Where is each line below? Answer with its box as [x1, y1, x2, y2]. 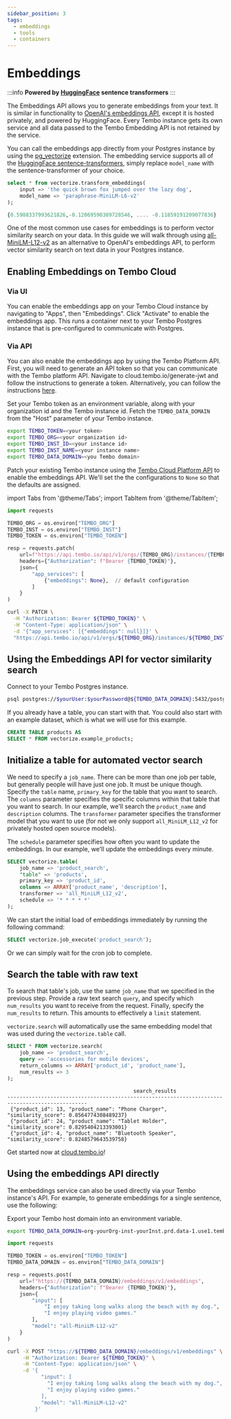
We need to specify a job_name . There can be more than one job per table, [7, 773, 217, 781]
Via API [7, 341, 32, 351]
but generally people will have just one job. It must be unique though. [7, 780, 203, 788]
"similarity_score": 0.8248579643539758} [7, 1135, 128, 1142]
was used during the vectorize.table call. [7, 1029, 126, 1038]
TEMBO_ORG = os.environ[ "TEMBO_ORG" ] [7, 519, 115, 526]
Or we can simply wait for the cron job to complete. [7, 949, 153, 957]
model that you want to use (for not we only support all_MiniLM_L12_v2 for [7, 817, 219, 825]
